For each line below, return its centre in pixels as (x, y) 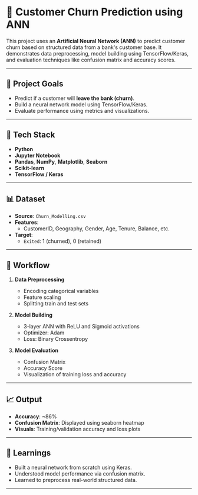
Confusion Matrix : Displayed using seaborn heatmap (79, 423)
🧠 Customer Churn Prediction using (95, 12)
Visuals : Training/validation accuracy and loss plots (77, 429)
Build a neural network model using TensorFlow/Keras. (81, 104)
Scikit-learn (29, 168)
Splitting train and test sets (56, 304)
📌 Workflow (28, 265)
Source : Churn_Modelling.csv (50, 216)
